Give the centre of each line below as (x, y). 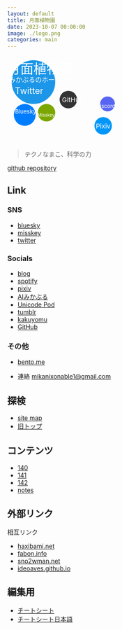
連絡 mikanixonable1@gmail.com (64, 377)
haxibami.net (36, 546)
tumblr (27, 312)
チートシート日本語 (45, 619)
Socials (20, 258)
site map (30, 418)
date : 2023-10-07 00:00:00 (46, 27)
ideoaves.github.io (44, 568)
